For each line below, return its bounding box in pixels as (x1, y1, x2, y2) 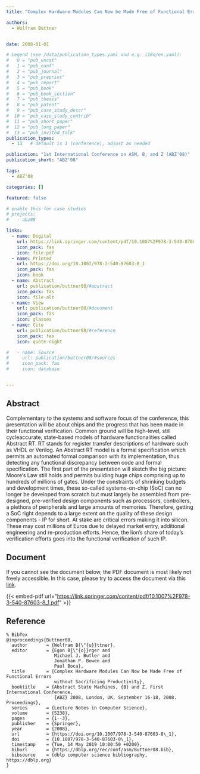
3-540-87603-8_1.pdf (6, 598, 60, 606)
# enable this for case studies (6, 205, 86, 212)
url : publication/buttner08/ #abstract (17, 283, 113, 289)
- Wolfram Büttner (11, 25, 58, 31)
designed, (6, 497, 31, 504)
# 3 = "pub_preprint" (6, 74, 65, 80)
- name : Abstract (11, 278, 55, 284)
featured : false (6, 195, 46, 201)
